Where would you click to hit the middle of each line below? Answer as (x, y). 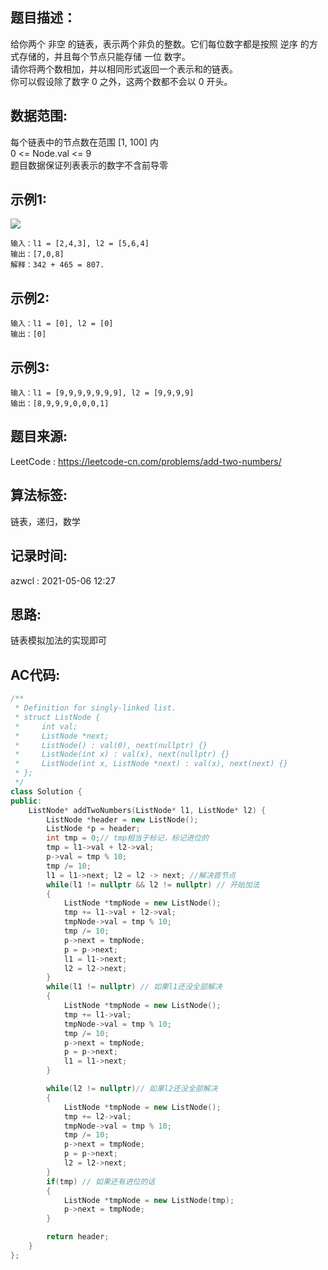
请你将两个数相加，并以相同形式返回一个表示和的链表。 (124, 69)
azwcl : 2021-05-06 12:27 (63, 580)
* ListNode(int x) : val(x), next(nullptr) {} (122, 754)
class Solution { (46, 791)
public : (26, 801)
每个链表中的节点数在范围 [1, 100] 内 (85, 142)
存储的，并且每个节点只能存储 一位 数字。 (104, 56)
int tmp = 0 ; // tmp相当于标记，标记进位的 (127, 838)
